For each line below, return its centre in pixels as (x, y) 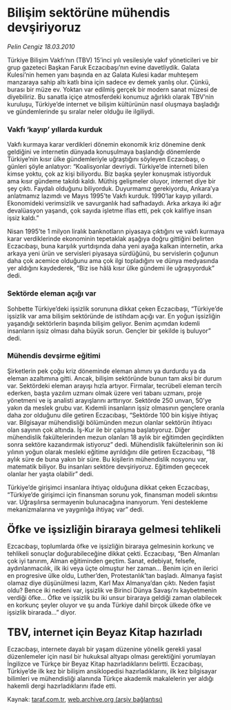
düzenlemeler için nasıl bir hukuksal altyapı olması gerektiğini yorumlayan (111, 657)
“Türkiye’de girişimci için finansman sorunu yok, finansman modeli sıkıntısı (113, 494)
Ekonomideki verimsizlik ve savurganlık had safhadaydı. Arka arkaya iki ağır (114, 203)
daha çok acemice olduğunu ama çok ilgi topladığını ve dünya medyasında (113, 261)
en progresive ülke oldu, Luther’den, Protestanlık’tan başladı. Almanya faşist (115, 576)
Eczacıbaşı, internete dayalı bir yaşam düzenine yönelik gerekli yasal (104, 649)
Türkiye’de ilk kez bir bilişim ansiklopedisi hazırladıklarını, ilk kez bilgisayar (112, 671)
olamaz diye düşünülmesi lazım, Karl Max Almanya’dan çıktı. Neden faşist (111, 583)
